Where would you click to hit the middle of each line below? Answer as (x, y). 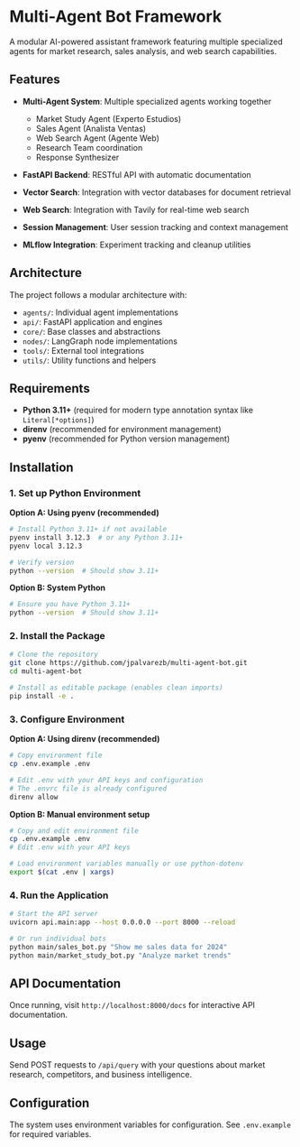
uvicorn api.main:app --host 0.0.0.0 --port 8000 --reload (123, 922)
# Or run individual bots (58, 939)
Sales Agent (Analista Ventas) (91, 128)
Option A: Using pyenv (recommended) (84, 513)
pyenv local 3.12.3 (46, 546)
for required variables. (50, 1134)
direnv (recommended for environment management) (122, 430)
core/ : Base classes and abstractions (91, 331)
